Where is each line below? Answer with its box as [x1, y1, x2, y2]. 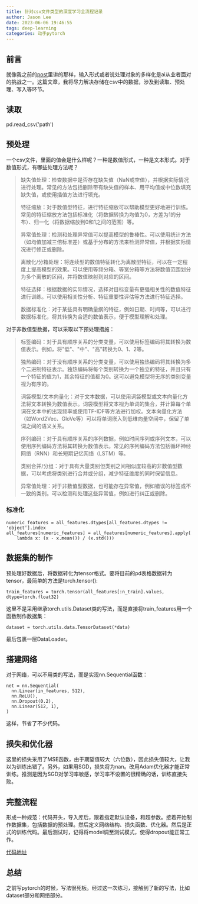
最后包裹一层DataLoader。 [6, 635, 71, 643]
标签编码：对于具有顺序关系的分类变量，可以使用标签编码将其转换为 [20, 338, 186, 345]
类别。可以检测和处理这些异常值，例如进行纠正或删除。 [36, 489, 171, 497]
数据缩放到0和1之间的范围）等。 [59, 218, 137, 225]
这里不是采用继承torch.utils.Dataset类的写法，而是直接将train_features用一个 [6, 605, 192, 612]
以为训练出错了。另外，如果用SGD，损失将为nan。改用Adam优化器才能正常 [6, 763, 190, 770]
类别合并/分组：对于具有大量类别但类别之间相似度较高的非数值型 [20, 462, 178, 469]
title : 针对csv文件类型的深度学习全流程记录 [6, 8, 103, 15]
